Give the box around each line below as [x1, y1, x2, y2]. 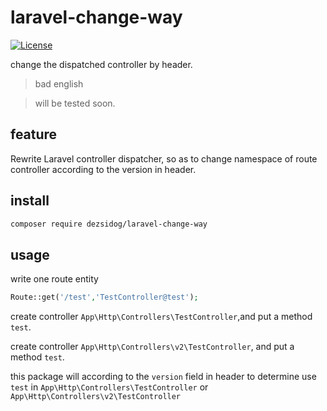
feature [10, 126, 58, 143]
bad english [34, 77, 84, 90]
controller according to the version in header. [10, 163, 197, 175]
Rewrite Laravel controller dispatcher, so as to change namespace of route [10, 152, 318, 165]
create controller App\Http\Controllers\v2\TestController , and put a [10, 341, 295, 353]
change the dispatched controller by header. [10, 58, 193, 70]
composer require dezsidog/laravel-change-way [10, 219, 208, 229]
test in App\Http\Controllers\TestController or [10, 381, 209, 393]
